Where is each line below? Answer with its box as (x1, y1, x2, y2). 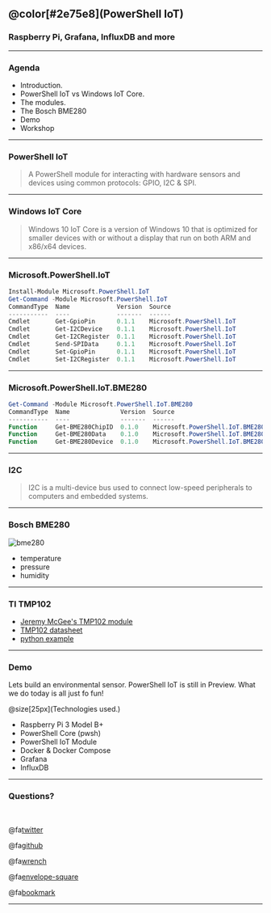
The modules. (19, 97, 66, 107)
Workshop (19, 123, 55, 133)
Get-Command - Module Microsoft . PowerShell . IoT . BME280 (8, 400, 194, 408)
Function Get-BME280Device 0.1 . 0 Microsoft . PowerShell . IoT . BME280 (8, 437, 265, 446)
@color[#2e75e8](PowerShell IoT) (8, 7, 184, 21)
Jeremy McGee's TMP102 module (19, 617, 133, 627)
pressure (19, 562, 50, 572)
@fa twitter (8, 825, 44, 835)
